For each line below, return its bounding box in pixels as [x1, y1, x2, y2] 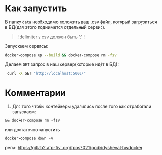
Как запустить [5, 3, 67, 14]
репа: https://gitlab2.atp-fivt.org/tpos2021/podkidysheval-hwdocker [5, 144, 143, 150]
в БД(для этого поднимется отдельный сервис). [5, 24, 106, 30]
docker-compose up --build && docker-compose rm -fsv [5, 52, 117, 58]
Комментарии [5, 87, 66, 98]
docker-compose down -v [5, 136, 54, 141]
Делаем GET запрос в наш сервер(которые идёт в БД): [5, 61, 119, 67]
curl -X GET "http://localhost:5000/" [7, 71, 86, 76]
